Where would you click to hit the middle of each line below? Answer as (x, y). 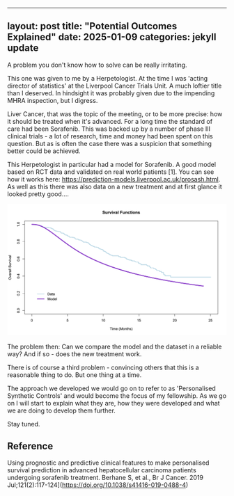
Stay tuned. (24, 424)
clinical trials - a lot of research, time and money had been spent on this (110, 136)
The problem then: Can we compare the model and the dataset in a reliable (115, 347)
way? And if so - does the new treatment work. (75, 354)
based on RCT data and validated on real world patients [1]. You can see (111, 172)
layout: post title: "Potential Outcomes (92, 26)
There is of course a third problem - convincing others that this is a (103, 368)
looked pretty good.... (38, 194)
